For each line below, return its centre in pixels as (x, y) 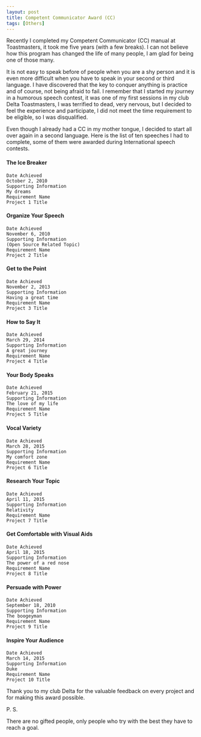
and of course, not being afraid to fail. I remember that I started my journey (100, 92)
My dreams (19, 192)
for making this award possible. (46, 698)
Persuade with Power (34, 587)
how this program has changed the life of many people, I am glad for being (100, 54)
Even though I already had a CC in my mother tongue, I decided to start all (99, 129)
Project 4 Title (27, 361)
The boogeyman (24, 616)
